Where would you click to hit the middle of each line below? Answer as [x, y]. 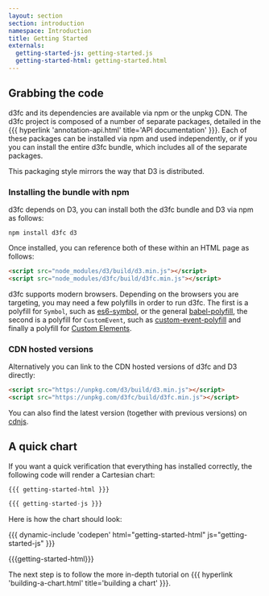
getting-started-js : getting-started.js [84, 53]
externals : [27, 46]
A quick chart [43, 447]
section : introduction [46, 23]
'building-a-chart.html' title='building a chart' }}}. [90, 583]
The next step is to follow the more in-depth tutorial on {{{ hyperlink [121, 575]
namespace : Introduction [50, 31]
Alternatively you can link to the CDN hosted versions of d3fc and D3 [123, 366]
